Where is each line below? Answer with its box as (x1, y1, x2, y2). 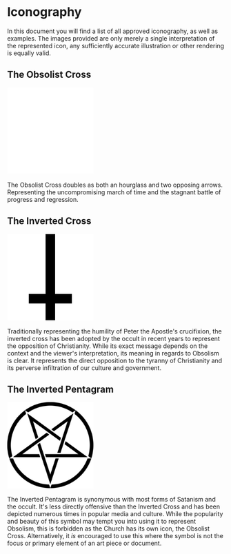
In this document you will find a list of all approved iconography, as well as (7, 27, 219, 35)
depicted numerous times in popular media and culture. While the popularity (7, 510, 223, 518)
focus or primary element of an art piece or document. (7, 539, 162, 548)
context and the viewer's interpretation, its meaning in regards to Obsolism (7, 349, 219, 357)
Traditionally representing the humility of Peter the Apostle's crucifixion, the (7, 327, 222, 335)
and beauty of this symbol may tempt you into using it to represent (7, 517, 197, 526)
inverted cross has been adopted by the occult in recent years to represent (7, 334, 221, 342)
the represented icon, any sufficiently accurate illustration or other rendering (7, 41, 225, 50)
